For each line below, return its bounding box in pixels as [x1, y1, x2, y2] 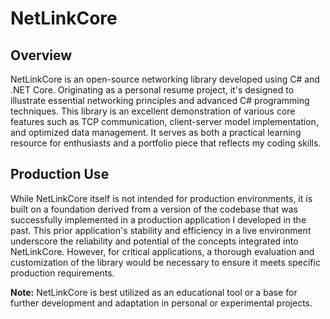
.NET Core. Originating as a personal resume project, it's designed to [10, 84, 295, 96]
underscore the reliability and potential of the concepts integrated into [10, 235, 299, 247]
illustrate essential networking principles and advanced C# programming [10, 95, 310, 106]
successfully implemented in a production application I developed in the [10, 213, 307, 226]
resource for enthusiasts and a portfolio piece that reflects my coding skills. [10, 137, 322, 149]
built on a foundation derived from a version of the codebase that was [10, 203, 298, 215]
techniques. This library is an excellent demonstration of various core [10, 105, 296, 117]
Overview [10, 47, 73, 64]
